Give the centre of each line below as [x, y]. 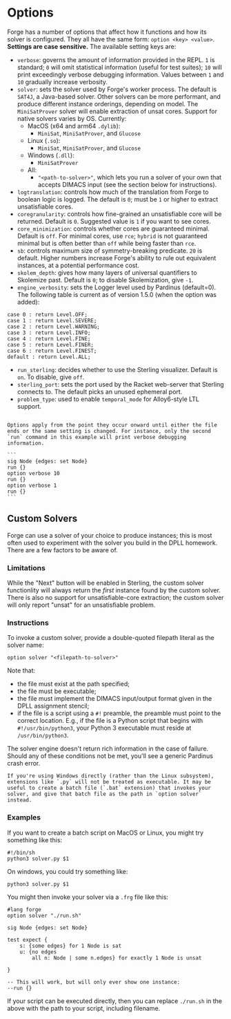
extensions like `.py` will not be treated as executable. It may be [109, 782]
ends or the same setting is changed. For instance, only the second [109, 431]
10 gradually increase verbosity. [62, 81]
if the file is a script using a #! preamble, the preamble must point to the [119, 713]
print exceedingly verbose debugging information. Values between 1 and [120, 75]
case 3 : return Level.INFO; [49, 333]
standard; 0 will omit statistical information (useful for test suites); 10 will [119, 67]
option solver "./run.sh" [44, 915]
